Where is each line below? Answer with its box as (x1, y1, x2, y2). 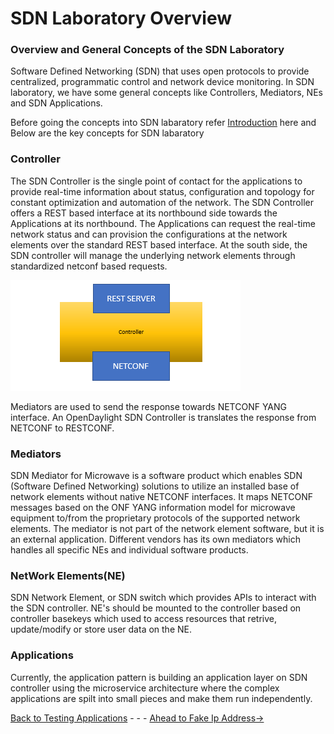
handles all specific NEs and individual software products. (10, 544, 249, 556)
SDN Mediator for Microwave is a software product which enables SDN (10, 470, 303, 482)
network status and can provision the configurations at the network (10, 228, 288, 240)
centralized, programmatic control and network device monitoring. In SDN (10, 76, 315, 88)
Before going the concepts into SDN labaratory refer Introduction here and (10, 117, 317, 129)
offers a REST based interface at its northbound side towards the (10, 207, 278, 219)
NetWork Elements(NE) (10, 569, 126, 582)
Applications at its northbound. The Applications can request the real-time (10, 217, 316, 229)
